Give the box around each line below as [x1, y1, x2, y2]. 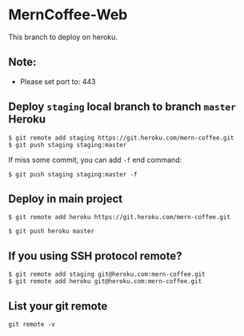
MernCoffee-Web [8, 6, 128, 24]
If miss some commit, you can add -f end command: [8, 155, 182, 164]
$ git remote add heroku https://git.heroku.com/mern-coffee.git [8, 213, 230, 221]
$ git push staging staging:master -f [8, 170, 138, 178]
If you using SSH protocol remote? [8, 249, 182, 262]
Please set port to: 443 [19, 76, 96, 86]
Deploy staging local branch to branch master [8, 100, 237, 114]
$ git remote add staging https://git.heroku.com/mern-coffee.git [8, 134, 234, 142]
